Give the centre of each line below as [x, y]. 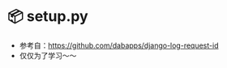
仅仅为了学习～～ [48, 55]
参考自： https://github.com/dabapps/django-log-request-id [119, 45]
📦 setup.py [48, 17]
